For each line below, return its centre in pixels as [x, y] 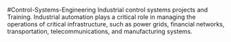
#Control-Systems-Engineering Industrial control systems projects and [108, 10]
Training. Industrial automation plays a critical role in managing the [102, 17]
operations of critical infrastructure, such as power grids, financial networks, [116, 24]
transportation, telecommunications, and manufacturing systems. [100, 31]
